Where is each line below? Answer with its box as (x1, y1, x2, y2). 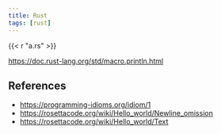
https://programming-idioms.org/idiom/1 (19, 100, 151, 109)
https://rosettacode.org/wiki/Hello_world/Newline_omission (19, 109, 214, 118)
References (8, 78, 67, 92)
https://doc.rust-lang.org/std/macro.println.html (8, 56, 164, 66)
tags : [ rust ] (8, 19, 51, 27)
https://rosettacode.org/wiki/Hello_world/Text (19, 117, 169, 127)
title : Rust (8, 11, 48, 20)
